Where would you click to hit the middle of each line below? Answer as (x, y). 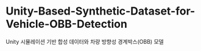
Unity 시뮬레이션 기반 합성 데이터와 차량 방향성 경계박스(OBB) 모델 (85, 41)
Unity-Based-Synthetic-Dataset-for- (100, 11)
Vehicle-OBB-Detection (66, 24)
